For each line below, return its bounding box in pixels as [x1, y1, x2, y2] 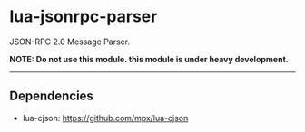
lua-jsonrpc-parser [9, 6, 158, 27]
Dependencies [9, 89, 93, 104]
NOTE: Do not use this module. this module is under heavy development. [9, 53, 289, 64]
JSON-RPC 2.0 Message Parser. [9, 36, 130, 47]
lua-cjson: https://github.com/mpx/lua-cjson [22, 112, 189, 123]
